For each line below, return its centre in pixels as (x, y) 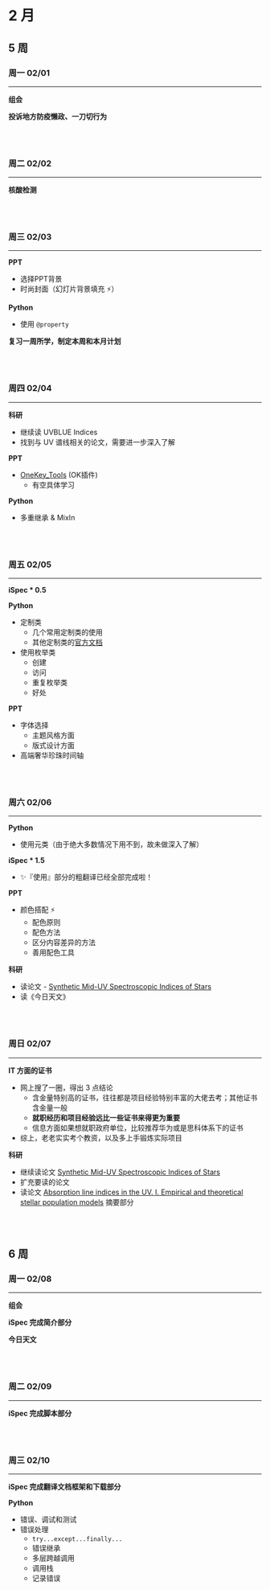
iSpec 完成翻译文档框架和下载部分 (65, 1486)
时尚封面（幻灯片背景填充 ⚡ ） (69, 289)
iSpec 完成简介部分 (40, 1322)
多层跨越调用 (53, 1558)
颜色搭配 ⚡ (37, 910)
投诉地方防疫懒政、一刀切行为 (57, 116)
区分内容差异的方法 (64, 943)
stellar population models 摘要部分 (77, 1202)
